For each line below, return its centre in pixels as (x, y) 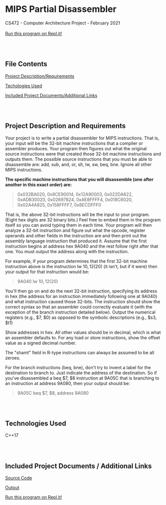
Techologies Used (24, 86)
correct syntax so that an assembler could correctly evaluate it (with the (79, 306)
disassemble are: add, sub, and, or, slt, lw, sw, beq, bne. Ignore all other (78, 164)
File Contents (26, 64)
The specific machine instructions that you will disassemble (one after (80, 179)
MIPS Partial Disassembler (61, 9)
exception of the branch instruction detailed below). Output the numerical (80, 312)
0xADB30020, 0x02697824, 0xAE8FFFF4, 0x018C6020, (75, 200)
